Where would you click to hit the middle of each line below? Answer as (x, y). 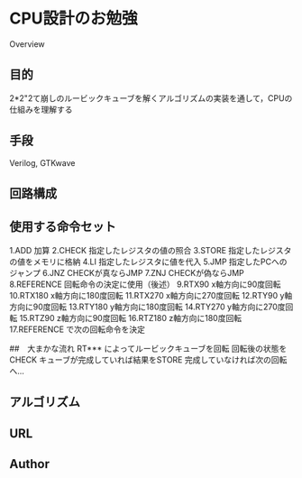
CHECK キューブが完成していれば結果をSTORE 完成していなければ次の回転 (148, 359)
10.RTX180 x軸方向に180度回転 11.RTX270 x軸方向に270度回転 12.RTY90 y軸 (151, 295)
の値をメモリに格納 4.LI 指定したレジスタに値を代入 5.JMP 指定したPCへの (148, 262)
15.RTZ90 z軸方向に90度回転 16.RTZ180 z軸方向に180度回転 (130, 317)
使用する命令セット (63, 227)
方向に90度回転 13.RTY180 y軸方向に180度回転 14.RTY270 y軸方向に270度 (147, 307)
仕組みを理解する (41, 109)
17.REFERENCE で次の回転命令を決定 (78, 329)
